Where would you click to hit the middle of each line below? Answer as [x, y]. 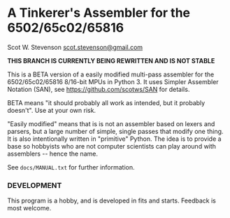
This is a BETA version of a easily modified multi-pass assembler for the [111, 74]
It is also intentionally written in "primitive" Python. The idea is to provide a [114, 139]
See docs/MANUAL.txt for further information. [71, 167]
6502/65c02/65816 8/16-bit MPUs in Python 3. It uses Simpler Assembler [113, 81]
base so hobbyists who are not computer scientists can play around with [112, 146]
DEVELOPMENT [35, 185]
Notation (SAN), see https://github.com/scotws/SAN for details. [99, 89]
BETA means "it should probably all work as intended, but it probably [106, 102]
